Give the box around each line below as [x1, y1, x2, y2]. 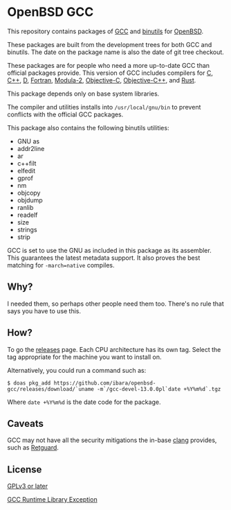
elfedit [17, 166, 36, 175]
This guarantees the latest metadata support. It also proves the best [7, 254, 201, 262]
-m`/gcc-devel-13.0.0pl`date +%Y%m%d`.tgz [96, 385, 221, 392]
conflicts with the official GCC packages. [7, 110, 124, 118]
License [7, 464, 42, 475]
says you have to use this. [7, 306, 82, 315]
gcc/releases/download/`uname [7, 385, 95, 392]
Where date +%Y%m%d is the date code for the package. [7, 398, 161, 406]
